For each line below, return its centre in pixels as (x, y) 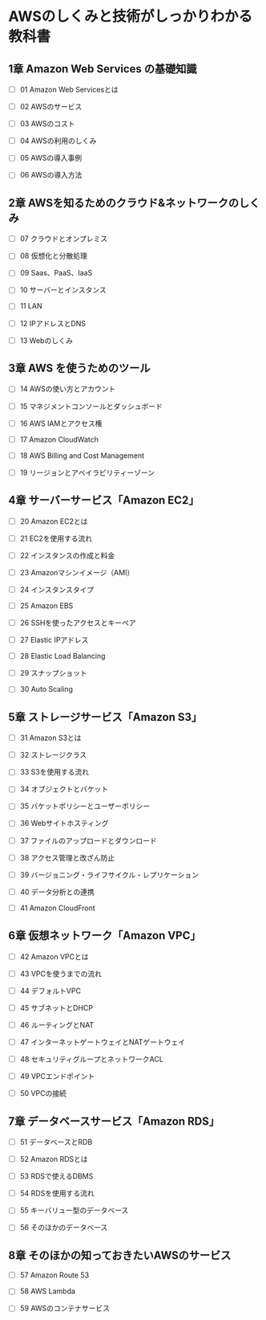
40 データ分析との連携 (57, 892)
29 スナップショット (53, 673)
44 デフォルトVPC (50, 991)
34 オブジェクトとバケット (64, 789)
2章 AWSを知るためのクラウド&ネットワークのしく (134, 203)
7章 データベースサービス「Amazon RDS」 (114, 1121)
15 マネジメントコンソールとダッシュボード (91, 406)
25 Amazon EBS (46, 605)
